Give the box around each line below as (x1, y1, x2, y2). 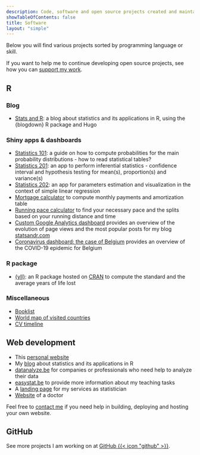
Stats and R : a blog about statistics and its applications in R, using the (14, 114, 186, 122)
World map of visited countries (14, 314, 90, 321)
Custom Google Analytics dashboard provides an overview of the (14, 219, 175, 227)
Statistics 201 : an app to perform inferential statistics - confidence (14, 162, 177, 169)
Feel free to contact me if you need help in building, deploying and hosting (6, 403, 189, 410)
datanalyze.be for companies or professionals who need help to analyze (14, 366, 192, 373)
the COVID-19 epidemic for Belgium (14, 244, 102, 252)
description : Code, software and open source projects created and (6, 8, 177, 15)
